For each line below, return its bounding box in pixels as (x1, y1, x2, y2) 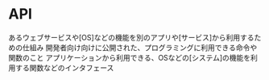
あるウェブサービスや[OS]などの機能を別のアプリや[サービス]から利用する (8, 32, 255, 42)
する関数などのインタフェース (14, 62, 114, 73)
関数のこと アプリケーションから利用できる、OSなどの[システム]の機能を (8, 53, 251, 62)
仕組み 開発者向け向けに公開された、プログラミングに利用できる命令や (22, 42, 258, 53)
